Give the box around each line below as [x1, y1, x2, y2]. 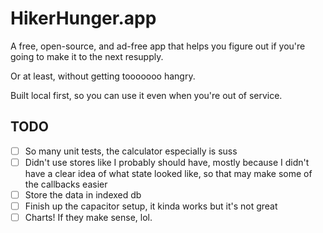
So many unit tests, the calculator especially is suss [24, 145, 238, 157]
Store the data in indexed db [24, 188, 142, 201]
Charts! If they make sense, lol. [24, 212, 153, 223]
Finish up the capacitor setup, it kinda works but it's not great [24, 200, 278, 212]
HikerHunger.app [10, 7, 157, 30]
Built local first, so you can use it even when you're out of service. [10, 89, 283, 101]
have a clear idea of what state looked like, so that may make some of [24, 167, 313, 179]
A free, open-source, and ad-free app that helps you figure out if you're [10, 40, 306, 52]
